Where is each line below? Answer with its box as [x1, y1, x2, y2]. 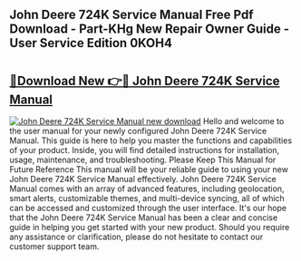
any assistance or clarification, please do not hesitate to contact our [9, 231, 264, 242]
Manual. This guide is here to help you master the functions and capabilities [9, 135, 293, 146]
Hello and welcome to [202, 116, 285, 126]
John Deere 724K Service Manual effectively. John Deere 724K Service [9, 174, 277, 184]
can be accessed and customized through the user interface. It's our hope [9, 203, 287, 213]
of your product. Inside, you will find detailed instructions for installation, [9, 145, 280, 155]
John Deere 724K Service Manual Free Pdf [9, 7, 254, 23]
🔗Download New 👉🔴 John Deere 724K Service [9, 72, 280, 89]
